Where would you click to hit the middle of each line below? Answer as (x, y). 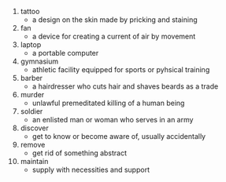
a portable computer (65, 53)
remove (33, 145)
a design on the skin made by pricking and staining (115, 20)
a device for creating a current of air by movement (114, 36)
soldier (31, 111)
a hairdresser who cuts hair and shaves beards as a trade (125, 86)
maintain (34, 161)
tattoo (30, 11)
